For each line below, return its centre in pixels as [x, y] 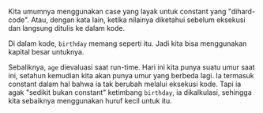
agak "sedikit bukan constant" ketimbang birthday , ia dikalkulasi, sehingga [130, 92]
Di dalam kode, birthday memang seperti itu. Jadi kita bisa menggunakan [128, 43]
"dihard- [241, 11]
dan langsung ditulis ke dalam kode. [67, 28]
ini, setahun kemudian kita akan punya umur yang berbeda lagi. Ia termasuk [131, 75]
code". [19, 20]
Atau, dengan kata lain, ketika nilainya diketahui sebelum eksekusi [139, 20]
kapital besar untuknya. [46, 52]
